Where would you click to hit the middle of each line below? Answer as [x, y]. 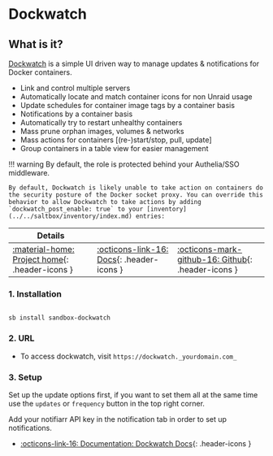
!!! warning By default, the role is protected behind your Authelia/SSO [124, 164]
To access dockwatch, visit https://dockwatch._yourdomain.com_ [128, 356]
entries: [150, 216]
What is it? [36, 44]
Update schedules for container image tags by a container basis [128, 105]
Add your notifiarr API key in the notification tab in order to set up [118, 419]
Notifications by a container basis [76, 114]
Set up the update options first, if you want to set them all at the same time [133, 394]
